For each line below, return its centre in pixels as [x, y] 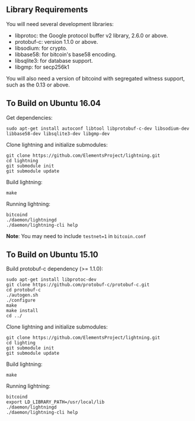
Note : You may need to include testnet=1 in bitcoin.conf [76, 236]
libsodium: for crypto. [41, 48]
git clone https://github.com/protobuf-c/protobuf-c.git [78, 285]
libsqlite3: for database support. [54, 60]
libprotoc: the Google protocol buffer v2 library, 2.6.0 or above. [91, 36]
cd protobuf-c [24, 290]
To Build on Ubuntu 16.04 [54, 103]
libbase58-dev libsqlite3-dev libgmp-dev [58, 134]
